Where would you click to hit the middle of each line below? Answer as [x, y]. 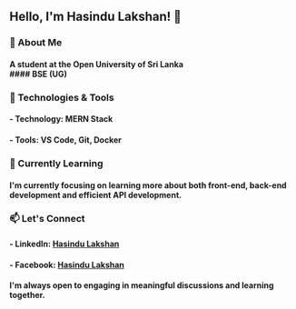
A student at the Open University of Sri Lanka [97, 64]
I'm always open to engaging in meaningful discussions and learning [142, 285]
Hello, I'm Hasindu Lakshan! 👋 [95, 17]
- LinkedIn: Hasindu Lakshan [64, 244]
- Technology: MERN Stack [61, 119]
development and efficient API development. [96, 194]
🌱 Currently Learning [56, 163]
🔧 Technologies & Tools [62, 97]
